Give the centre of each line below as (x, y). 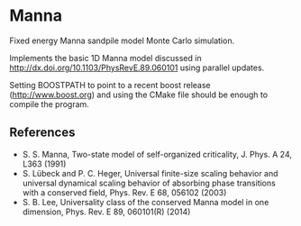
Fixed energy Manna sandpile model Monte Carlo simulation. (122, 41)
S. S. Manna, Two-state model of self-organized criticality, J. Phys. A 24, (157, 154)
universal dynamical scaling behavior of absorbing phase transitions (149, 183)
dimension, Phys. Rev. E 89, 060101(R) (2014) (106, 212)
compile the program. (50, 104)
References (42, 133)
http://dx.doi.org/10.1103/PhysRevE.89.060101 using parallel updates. (137, 68)
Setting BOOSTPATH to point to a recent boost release (110, 85)
